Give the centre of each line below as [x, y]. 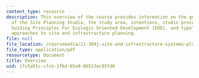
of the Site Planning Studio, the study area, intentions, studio [95, 22]
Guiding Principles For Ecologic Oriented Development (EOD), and [95, 28]
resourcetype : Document [36, 55]
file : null [20, 39]
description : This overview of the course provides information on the [96, 17]
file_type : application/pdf [41, 50]
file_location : [25, 45]
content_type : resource [36, 11]
